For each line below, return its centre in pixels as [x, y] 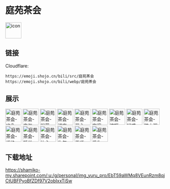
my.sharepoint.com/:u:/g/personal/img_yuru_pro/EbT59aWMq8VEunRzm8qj [85, 176]
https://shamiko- [23, 170]
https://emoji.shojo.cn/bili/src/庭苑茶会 [50, 76]
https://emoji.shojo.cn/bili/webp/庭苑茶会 [51, 82]
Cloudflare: [17, 66]
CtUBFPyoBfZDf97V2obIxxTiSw [39, 181]
